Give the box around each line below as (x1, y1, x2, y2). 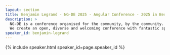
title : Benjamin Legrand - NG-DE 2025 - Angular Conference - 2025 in (5, 12, 157, 17)
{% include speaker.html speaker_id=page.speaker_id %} (5, 44, 125, 50)
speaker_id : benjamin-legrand (5, 30, 69, 35)
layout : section (5, 7, 39, 12)
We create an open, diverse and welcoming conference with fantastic (10, 26, 159, 31)
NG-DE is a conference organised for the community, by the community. (10, 21, 164, 26)
